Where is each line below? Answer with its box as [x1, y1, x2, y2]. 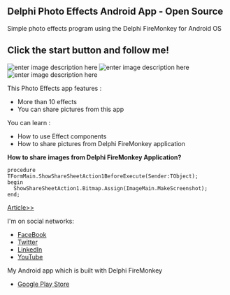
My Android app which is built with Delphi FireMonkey [7, 266, 163, 275]
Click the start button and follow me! [7, 45, 170, 57]
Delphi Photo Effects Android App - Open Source [7, 6, 224, 17]
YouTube [17, 252, 43, 261]
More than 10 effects [17, 97, 77, 106]
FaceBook [17, 230, 47, 238]
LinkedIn [17, 245, 43, 254]
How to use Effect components [17, 132, 107, 141]
